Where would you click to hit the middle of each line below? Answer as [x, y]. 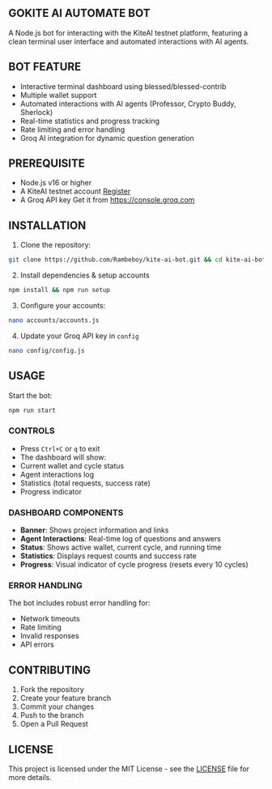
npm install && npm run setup [59, 291]
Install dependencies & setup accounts [85, 275]
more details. [30, 777]
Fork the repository [52, 689]
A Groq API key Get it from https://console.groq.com [107, 200]
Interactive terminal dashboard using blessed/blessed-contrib [123, 86]
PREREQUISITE [47, 164]
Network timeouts [50, 619]
